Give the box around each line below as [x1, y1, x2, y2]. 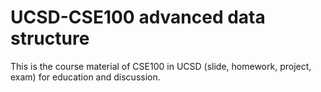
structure [10, 27, 90, 50]
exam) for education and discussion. [10, 71, 161, 83]
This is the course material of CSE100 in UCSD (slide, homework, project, [10, 60, 312, 72]
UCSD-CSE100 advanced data [10, 6, 266, 29]
